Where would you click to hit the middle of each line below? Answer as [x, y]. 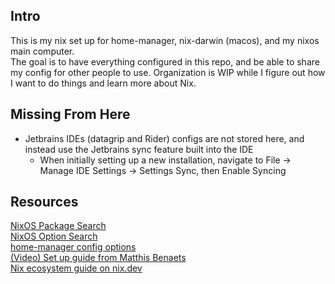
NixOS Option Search [54, 236]
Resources [44, 202]
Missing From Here [70, 114]
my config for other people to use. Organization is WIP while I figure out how [168, 72]
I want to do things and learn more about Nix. [103, 83]
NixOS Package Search [58, 226]
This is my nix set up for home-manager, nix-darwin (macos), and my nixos [165, 40]
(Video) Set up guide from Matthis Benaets [98, 258]
